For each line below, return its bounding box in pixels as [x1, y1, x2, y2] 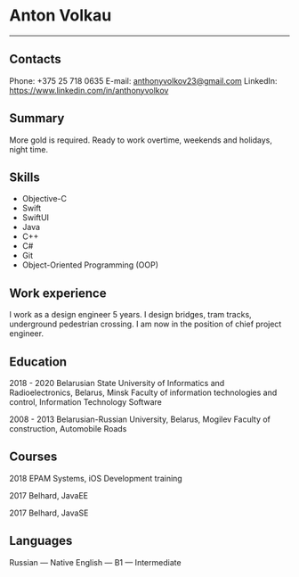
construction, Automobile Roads [9, 424, 127, 433]
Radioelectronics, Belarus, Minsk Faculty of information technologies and [9, 387, 278, 398]
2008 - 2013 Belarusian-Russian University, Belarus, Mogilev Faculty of [9, 414, 271, 425]
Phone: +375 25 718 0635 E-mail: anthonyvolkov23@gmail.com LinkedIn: [9, 75, 278, 86]
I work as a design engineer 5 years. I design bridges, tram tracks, [9, 309, 252, 320]
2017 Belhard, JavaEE [9, 490, 89, 500]
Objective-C [21, 194, 68, 204]
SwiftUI [21, 212, 50, 223]
